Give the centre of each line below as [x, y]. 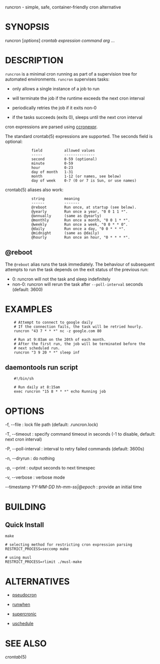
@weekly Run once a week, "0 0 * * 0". [80, 224]
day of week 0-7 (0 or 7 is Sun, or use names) [84, 180]
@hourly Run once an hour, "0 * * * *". [81, 237]
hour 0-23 [52, 167]
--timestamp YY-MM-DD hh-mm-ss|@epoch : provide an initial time [73, 487]
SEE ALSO [26, 643]
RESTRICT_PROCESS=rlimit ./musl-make [44, 562]
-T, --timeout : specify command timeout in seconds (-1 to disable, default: [80, 434]
